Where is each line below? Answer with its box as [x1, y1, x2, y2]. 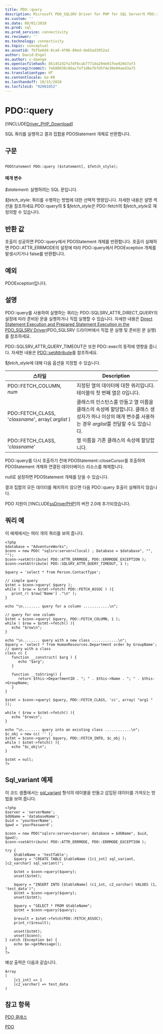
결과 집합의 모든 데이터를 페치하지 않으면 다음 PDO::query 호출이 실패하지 [5, 484, 145, 490]
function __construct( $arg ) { [11, 655, 77, 660]
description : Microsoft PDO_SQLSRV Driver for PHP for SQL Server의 [5, 12, 146, 17]
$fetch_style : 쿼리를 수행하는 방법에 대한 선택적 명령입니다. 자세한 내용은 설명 [5, 197, 152, 203]
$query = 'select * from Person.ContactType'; [5, 570, 101, 575]
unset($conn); [14, 933, 42, 938]
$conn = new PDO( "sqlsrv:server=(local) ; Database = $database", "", [5, 548, 153, 553]
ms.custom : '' [5, 16, 34, 21]
